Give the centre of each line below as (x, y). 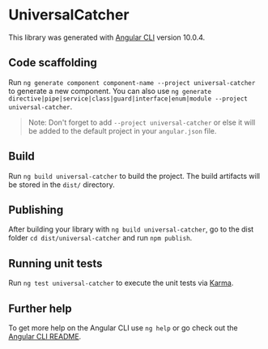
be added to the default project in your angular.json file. (122, 130)
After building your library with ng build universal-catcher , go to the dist (131, 229)
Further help (40, 308)
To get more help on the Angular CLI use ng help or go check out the (123, 328)
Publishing (36, 209)
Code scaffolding (53, 63)
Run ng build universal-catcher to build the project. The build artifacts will (134, 176)
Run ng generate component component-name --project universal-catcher (132, 82)
